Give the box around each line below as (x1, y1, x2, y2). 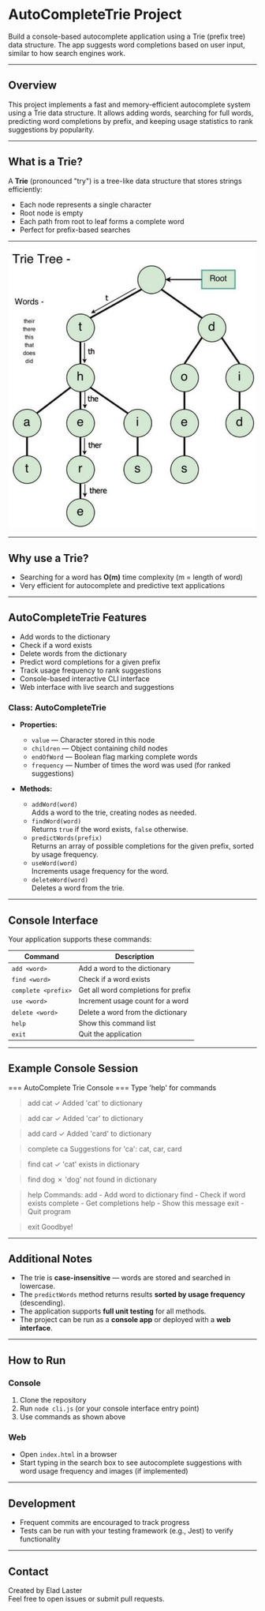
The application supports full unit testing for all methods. (19, 1306, 207, 1316)
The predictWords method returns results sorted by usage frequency (19, 1290, 246, 1299)
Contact (8, 1564, 49, 1578)
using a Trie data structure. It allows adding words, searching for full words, (8, 108, 254, 118)
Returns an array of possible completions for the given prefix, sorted (31, 841, 254, 851)
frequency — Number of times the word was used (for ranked (31, 760, 231, 770)
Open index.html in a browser (19, 1450, 118, 1459)
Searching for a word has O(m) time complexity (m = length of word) (19, 572, 243, 582)
